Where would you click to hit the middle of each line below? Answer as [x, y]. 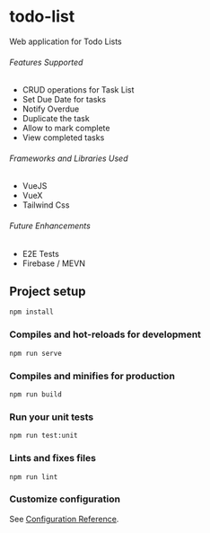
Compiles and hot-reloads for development [105, 334]
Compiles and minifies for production [92, 376]
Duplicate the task [56, 119]
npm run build [36, 394]
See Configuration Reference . [64, 519]
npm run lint [34, 477]
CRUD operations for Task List [78, 90]
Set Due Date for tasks [64, 100]
